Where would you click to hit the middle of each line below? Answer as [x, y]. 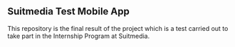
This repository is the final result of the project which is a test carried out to [118, 28]
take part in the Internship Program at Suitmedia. [79, 36]
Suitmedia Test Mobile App [68, 12]
